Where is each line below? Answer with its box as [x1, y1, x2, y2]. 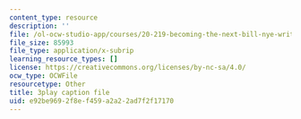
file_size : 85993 [9, 38, 74, 47]
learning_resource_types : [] [9, 55, 118, 64]
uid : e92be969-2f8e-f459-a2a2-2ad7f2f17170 [9, 96, 175, 106]
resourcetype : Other [9, 80, 87, 89]
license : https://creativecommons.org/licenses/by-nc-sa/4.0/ [9, 64, 246, 72]
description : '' [9, 21, 70, 30]
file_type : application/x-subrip [9, 47, 134, 55]
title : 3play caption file [9, 88, 110, 97]
